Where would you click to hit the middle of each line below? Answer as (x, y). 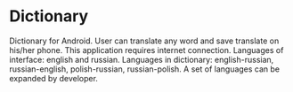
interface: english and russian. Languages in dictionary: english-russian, (142, 59)
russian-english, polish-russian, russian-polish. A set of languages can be (145, 69)
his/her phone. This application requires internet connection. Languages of (146, 50)
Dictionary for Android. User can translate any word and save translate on (144, 41)
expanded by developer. (53, 78)
